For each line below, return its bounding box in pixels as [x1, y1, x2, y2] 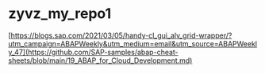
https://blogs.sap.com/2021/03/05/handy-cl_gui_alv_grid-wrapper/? [10, 31, 232, 40]
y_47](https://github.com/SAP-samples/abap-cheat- [8, 47, 179, 57]
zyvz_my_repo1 [8, 5, 112, 23]
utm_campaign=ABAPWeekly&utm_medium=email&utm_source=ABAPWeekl [8, 38, 258, 48]
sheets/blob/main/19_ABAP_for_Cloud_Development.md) [8, 56, 193, 65]
